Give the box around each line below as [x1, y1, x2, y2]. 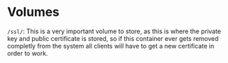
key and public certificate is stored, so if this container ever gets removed [7, 34, 219, 42]
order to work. [7, 49, 48, 57]
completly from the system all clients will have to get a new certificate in [7, 42, 215, 50]
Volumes [7, 4, 60, 20]
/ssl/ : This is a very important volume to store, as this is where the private [7, 27, 222, 35]
